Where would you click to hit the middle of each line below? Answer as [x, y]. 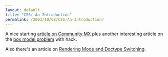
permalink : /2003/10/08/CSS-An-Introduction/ [55, 19]
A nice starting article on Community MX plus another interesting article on [84, 34]
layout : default [23, 10]
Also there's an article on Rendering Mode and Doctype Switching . [76, 49]
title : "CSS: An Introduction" [39, 15]
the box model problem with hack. [41, 39]
